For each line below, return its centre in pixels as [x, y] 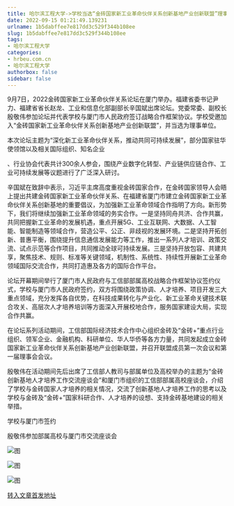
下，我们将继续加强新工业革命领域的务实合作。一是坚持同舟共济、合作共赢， [117, 214]
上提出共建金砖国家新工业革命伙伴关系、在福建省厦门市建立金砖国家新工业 [114, 196]
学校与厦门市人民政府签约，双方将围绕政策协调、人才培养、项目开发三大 [123, 290]
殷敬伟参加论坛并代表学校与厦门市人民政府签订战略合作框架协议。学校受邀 [114, 117]
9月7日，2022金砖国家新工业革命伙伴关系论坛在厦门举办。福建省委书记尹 [113, 99]
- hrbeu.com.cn [29, 59]
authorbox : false [32, 72]
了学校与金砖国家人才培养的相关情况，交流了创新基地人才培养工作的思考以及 [117, 389]
